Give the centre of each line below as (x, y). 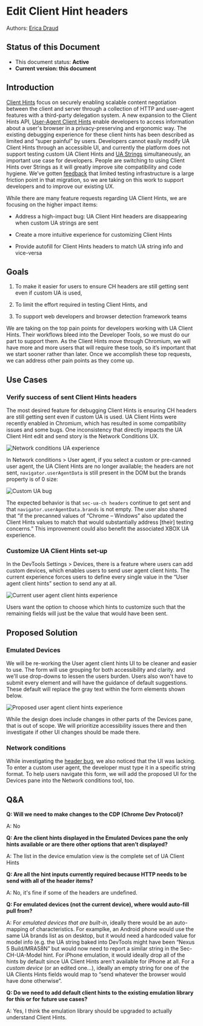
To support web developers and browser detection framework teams (101, 316)
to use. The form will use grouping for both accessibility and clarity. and (96, 670)
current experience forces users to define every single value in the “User (97, 577)
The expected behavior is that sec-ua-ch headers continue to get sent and (98, 503)
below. (15, 696)
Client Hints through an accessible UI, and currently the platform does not (98, 147)
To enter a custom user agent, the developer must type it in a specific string (101, 767)
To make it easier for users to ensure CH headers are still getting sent (102, 287)
